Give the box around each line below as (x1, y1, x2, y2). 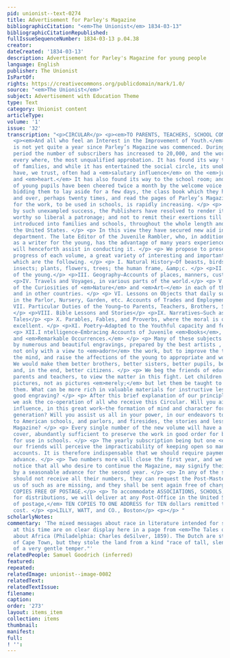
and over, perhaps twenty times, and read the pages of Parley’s (13, 195, 204, 202)
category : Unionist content (7, 106, 88, 112)
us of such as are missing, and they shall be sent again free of (13, 481, 207, 489)
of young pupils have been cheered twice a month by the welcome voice (13, 182, 222, 189)
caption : (7, 596, 32, 603)
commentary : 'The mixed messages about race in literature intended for (7, 520, 219, 526)
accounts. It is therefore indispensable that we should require (13, 450, 204, 456)
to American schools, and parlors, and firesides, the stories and (13, 417, 210, 425)
